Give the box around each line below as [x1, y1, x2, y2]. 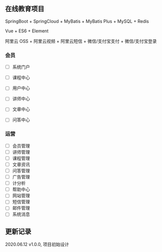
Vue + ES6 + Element [5, 28, 49, 34]
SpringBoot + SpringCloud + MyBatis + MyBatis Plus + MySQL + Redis [5, 18, 150, 24]
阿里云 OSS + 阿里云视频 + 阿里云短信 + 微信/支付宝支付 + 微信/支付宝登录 [5, 38, 157, 44]
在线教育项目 [5, 4, 45, 13]
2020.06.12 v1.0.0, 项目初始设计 [5, 242, 69, 248]
